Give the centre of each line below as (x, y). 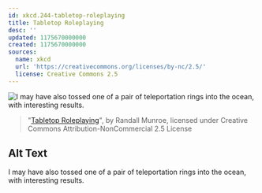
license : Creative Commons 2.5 (67, 74)
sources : (22, 52)
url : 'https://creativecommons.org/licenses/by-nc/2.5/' (111, 67)
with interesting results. (46, 180)
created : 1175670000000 (47, 45)
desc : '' (22, 30)
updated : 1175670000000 (47, 37)
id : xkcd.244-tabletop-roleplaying (67, 15)
